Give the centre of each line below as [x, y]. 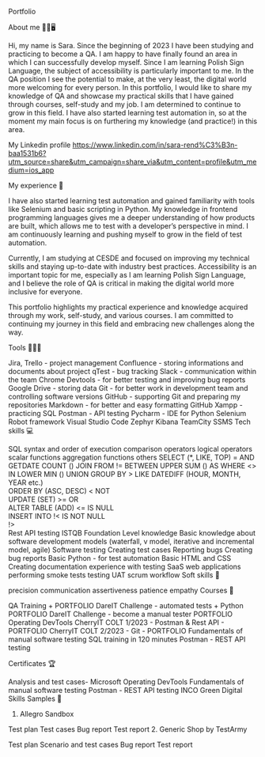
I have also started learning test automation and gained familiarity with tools [132, 201]
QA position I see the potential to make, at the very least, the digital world [127, 79]
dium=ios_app [31, 170]
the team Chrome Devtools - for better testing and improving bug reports [127, 380]
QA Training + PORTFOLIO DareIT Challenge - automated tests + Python [126, 606]
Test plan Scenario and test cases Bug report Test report [100, 744]
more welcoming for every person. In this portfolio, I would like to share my [130, 87]
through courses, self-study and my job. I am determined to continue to [125, 104]
